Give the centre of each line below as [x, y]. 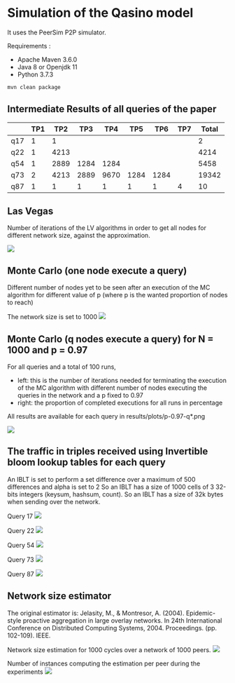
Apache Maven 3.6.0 [47, 59]
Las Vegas [30, 211]
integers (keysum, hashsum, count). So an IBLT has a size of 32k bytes [121, 494]
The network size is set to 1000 [52, 317]
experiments [25, 672]
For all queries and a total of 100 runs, [62, 367]
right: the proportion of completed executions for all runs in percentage [120, 403]
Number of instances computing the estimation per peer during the [104, 663]
